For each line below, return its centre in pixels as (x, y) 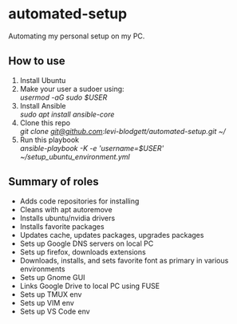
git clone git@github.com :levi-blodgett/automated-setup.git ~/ (122, 131)
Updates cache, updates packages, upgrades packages (112, 235)
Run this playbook (49, 140)
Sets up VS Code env (55, 311)
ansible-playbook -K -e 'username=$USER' (92, 148)
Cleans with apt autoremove (66, 209)
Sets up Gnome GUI (52, 277)
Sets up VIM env (47, 302)
